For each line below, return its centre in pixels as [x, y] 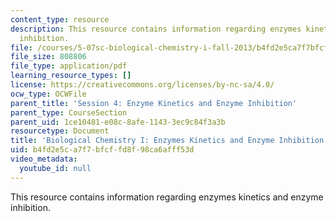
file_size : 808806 [48, 57]
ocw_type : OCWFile [48, 94]
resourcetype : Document [60, 131]
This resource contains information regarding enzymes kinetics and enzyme [167, 197]
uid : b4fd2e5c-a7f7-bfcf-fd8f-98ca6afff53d [102, 150]
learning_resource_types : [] [71, 76]
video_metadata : [44, 159]
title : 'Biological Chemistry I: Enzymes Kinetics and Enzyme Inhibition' [169, 141]
